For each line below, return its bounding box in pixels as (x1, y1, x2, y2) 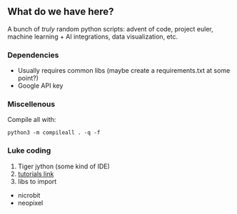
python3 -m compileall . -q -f (7, 129, 101, 136)
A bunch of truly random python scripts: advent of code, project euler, (7, 24, 213, 33)
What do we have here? (7, 6, 114, 18)
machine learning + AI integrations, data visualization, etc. (7, 32, 178, 41)
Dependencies (7, 50, 59, 60)
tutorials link (17, 169, 54, 178)
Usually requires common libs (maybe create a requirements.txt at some (17, 66, 231, 75)
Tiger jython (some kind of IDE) (17, 162, 111, 170)
